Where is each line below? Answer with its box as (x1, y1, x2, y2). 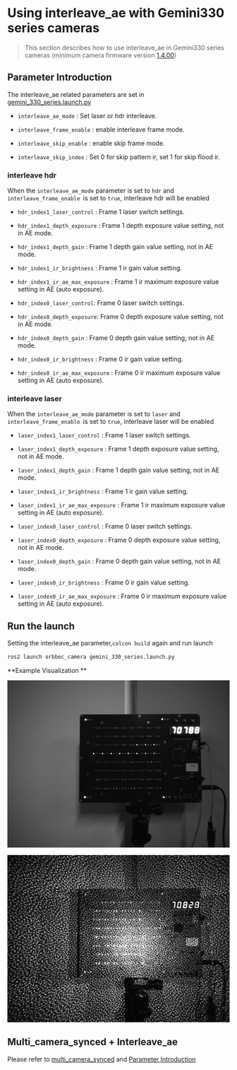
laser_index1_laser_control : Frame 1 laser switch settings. (17, 431, 192, 439)
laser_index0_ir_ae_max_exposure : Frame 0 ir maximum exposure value (17, 592, 227, 601)
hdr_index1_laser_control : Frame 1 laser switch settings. (17, 207, 185, 217)
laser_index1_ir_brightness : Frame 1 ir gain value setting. (17, 487, 188, 496)
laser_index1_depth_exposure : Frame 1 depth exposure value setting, (17, 444, 219, 454)
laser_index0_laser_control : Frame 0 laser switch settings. (17, 522, 193, 531)
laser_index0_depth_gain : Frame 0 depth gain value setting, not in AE (17, 557, 221, 565)
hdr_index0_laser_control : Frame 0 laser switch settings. (17, 299, 185, 307)
